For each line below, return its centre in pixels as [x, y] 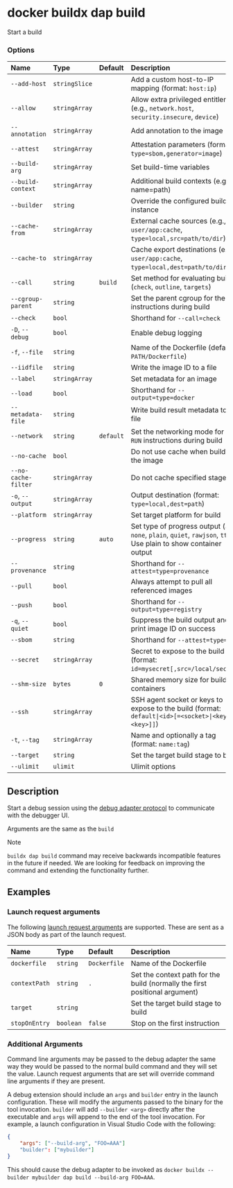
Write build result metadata [175, 410]
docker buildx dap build [76, 13]
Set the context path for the [175, 974]
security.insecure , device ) [175, 117]
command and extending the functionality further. [78, 871]
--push [21, 605]
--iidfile [27, 368]
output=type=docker [163, 398]
